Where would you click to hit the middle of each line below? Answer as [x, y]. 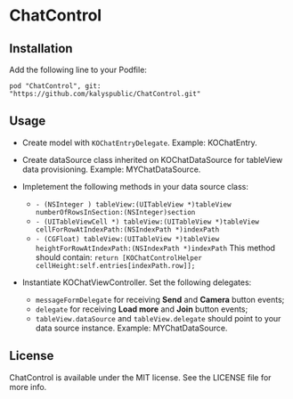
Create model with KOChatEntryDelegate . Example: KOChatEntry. [140, 142]
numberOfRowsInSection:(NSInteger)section [115, 212]
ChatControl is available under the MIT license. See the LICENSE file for [140, 377]
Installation [41, 49]
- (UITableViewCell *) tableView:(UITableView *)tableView [147, 222]
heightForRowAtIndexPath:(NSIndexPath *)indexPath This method [155, 248]
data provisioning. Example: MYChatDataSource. [111, 169]
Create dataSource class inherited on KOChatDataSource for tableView [152, 159]
